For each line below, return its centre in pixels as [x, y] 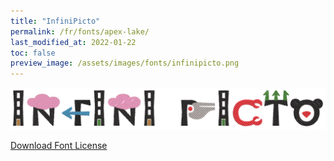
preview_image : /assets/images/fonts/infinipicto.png [125, 63]
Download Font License [59, 146]
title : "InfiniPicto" [55, 21]
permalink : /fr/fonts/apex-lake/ [80, 31]
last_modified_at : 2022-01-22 [73, 42]
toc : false [33, 53]
